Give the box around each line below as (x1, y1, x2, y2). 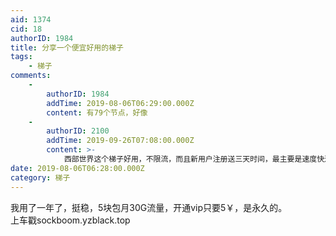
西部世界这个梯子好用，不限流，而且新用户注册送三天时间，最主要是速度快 (63, 154, 325, 164)
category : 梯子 (10, 172, 71, 183)
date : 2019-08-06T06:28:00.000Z (10, 163, 145, 173)
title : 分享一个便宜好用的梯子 (10, 42, 124, 53)
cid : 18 (10, 24, 43, 34)
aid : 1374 (10, 14, 52, 25)
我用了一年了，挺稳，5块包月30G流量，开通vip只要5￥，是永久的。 (10, 201, 288, 213)
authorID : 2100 (46, 126, 110, 136)
